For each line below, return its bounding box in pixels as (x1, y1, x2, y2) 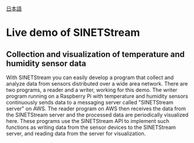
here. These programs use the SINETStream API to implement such (6, 118, 170, 124)
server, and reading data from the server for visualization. (6, 130, 146, 137)
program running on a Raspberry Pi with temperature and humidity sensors (6, 93, 189, 100)
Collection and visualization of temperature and (6, 49, 185, 59)
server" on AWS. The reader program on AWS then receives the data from (6, 105, 186, 112)
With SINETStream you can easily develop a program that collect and (6, 74, 174, 81)
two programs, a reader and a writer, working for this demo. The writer (6, 87, 178, 93)
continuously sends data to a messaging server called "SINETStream (6, 99, 174, 105)
